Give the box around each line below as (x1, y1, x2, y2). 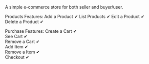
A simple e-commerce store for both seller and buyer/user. (5, 4, 124, 10)
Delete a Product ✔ (5, 19, 44, 24)
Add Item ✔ (5, 44, 28, 49)
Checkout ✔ (5, 54, 29, 60)
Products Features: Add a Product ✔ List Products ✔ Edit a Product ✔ (5, 14, 145, 19)
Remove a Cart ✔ (5, 39, 40, 44)
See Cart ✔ (5, 34, 28, 39)
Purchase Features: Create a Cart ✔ (5, 28, 77, 34)
